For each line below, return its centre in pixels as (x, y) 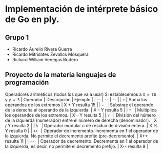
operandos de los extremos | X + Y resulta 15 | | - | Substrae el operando (79, 105)
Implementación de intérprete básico (81, 9)
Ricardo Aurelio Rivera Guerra (42, 49)
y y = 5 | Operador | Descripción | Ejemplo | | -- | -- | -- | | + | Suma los (76, 99)
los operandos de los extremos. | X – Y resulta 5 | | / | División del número (81, 115)
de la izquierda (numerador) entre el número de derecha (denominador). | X (81, 120)
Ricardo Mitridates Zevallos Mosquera (50, 54)
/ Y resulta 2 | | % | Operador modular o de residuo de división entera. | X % (81, 125)
